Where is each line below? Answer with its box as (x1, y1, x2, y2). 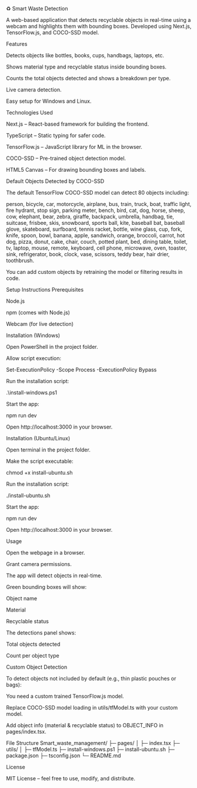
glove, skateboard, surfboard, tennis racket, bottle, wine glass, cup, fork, (6, 225, 182, 233)
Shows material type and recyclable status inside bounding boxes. (6, 63, 166, 70)
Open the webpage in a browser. (6, 549, 85, 556)
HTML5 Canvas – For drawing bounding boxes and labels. (6, 166, 146, 173)
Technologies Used (6, 109, 53, 116)
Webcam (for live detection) (6, 321, 74, 327)
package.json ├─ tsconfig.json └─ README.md (6, 752, 122, 759)
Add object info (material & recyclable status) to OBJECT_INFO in (6, 722, 163, 728)
